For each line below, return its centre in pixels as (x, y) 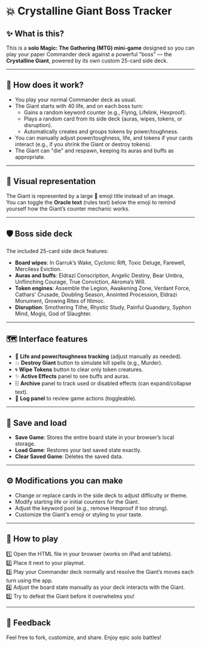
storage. (25, 444)
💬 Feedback (28, 623)
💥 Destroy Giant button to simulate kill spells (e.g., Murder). (89, 363)
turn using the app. (30, 580)
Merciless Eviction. (38, 269)
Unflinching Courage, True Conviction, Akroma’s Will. (80, 282)
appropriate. (30, 157)
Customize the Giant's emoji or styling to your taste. (79, 514)
